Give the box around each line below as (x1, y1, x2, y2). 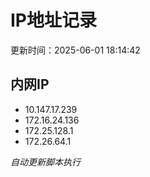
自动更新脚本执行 (10, 156, 81, 168)
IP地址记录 (10, 9, 98, 32)
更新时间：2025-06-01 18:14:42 (10, 44, 141, 56)
